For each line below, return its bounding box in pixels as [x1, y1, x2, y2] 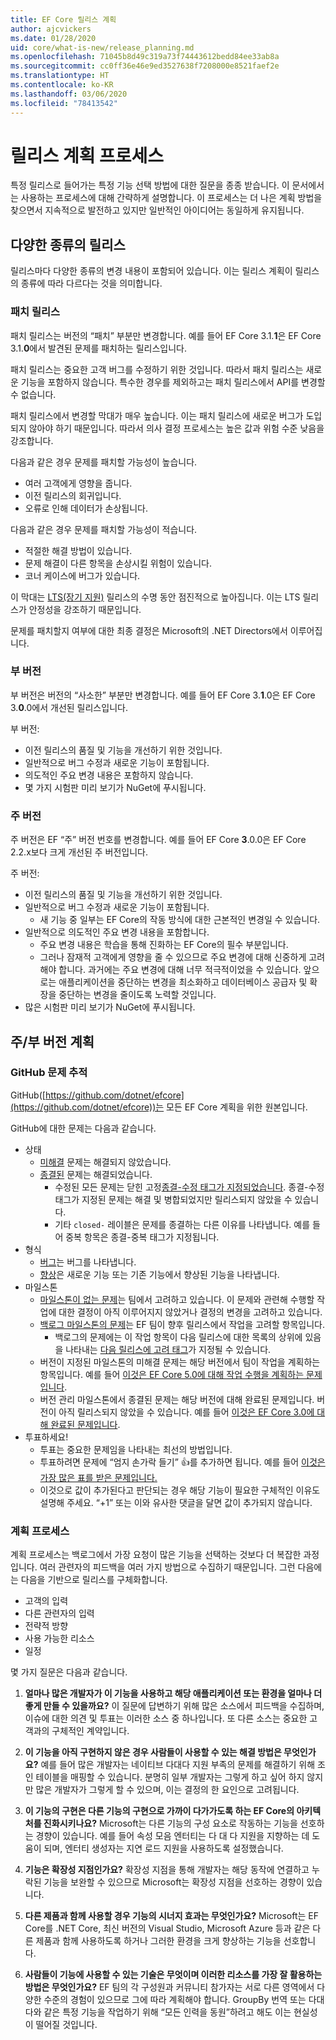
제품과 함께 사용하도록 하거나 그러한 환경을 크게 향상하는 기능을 [35, 1935, 282, 1947]
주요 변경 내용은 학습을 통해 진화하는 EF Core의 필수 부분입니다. [39, 939, 289, 951]
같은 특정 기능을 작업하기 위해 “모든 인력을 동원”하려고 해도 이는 [43, 2006, 292, 2018]
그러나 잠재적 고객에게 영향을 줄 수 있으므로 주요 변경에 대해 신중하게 [39, 951, 307, 963]
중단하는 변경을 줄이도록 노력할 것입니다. [58, 989, 217, 1001]
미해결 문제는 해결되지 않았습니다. [39, 1156, 172, 1168]
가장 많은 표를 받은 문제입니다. [39, 1471, 158, 1483]
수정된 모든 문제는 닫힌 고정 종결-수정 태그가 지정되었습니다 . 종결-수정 [54, 1181, 325, 1193]
